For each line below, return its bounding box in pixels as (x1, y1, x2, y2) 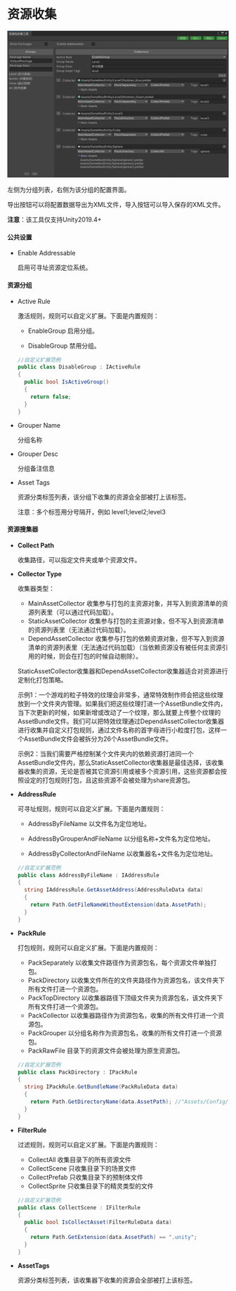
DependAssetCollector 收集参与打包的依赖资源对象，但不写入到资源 (27, 634, 225, 642)
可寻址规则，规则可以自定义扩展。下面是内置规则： (17, 804, 166, 813)
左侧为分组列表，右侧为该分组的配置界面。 (7, 186, 131, 194)
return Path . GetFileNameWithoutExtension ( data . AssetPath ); (30, 901, 207, 908)
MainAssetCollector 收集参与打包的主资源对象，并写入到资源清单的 (27, 599, 223, 607)
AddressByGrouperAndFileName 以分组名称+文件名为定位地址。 (27, 834, 214, 843)
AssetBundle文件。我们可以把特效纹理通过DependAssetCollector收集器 (17, 717, 225, 725)
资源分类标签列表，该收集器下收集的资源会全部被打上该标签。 (17, 1276, 197, 1284)
